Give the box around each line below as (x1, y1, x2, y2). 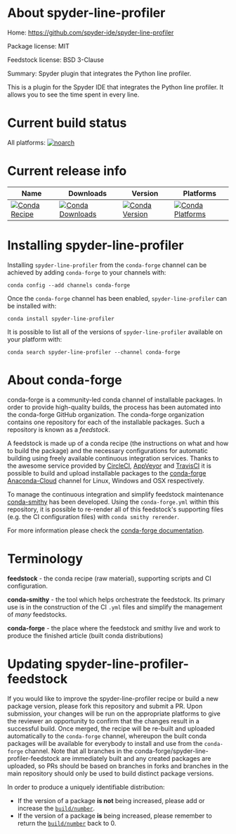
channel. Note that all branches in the (24, 747, 133, 755)
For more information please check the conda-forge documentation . (7, 526, 205, 535)
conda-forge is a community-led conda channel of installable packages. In (7, 395, 223, 404)
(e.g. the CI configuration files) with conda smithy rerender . (7, 512, 179, 521)
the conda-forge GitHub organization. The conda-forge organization (7, 410, 205, 418)
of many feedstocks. (7, 610, 67, 618)
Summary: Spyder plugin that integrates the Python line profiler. (7, 69, 192, 77)
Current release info (7, 163, 127, 179)
